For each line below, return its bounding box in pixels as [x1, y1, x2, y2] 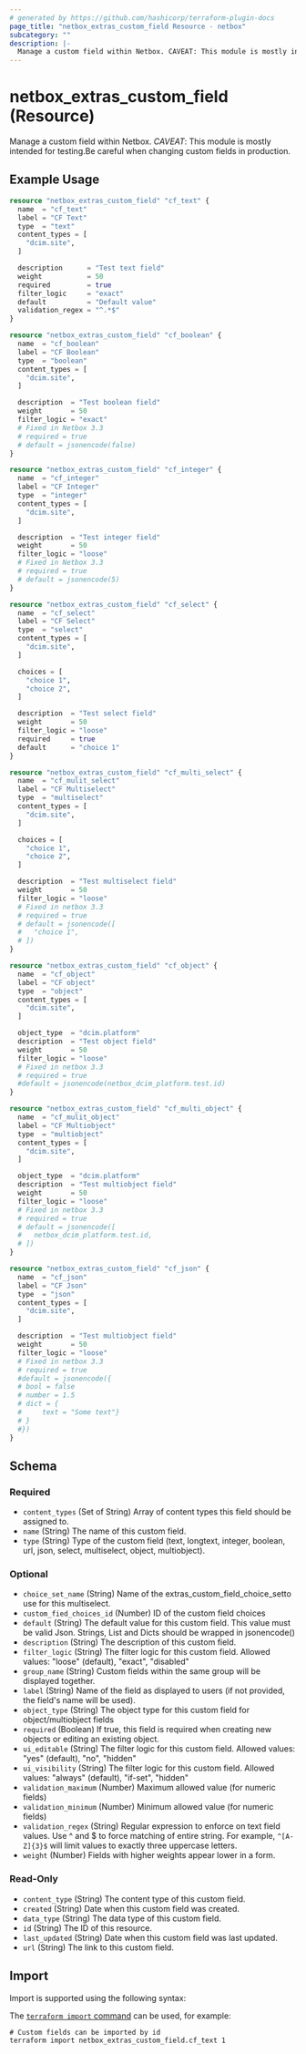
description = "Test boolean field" [17, 398, 161, 407]
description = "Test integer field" [17, 532, 161, 542]
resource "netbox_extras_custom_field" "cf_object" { [9, 961, 219, 971]
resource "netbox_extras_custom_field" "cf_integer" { [9, 466, 222, 475]
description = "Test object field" [17, 1037, 157, 1046]
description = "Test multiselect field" [17, 877, 178, 887]
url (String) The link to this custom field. [22, 1942, 175, 1953]
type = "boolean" [17, 356, 88, 365]
